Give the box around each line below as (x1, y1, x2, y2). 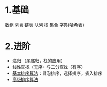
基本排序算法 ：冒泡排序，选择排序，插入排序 (12, 70, 103, 76)
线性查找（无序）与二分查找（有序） (12, 64, 86, 70)
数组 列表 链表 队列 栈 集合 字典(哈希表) (5, 22, 84, 28)
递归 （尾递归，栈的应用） (12, 58, 65, 64)
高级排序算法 (12, 76, 38, 82)
